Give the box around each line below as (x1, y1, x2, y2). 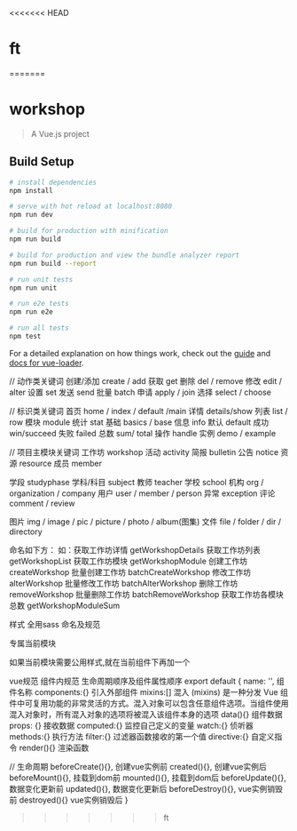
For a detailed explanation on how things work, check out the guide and (9, 348, 271, 358)
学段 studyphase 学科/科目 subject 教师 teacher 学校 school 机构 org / (9, 476, 264, 487)
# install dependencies (9, 178, 98, 187)
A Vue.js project (30, 128, 90, 139)
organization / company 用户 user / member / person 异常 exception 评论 (9, 488, 276, 499)
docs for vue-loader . (9, 357, 84, 368)
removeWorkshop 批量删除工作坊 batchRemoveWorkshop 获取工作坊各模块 (9, 588, 284, 599)
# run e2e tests (9, 300, 69, 308)
